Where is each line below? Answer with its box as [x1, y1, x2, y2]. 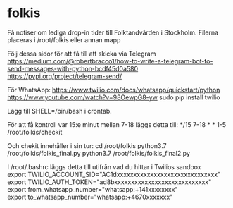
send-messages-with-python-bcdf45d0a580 [7, 64, 139, 73]
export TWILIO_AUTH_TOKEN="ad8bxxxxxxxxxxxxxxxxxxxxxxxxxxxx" [7, 178, 212, 186]
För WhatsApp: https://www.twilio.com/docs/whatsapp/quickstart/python [7, 85, 220, 94]
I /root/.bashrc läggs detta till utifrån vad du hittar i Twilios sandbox [7, 162, 202, 171]
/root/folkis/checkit [7, 128, 63, 136]
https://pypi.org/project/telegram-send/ [7, 72, 122, 80]
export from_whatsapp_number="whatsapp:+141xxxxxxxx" [7, 185, 178, 193]
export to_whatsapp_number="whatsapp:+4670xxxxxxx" [7, 192, 173, 201]
